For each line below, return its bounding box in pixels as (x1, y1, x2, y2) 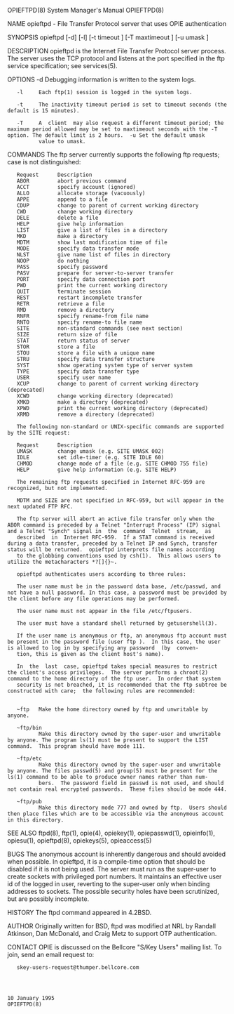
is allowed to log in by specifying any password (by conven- (7, 645, 199, 652)
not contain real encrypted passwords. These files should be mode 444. (7, 786, 228, 793)
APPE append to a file (16, 196, 109, 203)
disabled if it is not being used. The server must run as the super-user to (7, 865, 216, 873)
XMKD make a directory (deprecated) (16, 399, 149, 406)
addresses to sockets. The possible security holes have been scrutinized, (7, 888, 219, 895)
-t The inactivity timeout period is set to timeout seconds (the (16, 101, 228, 108)
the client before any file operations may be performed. (7, 595, 180, 603)
